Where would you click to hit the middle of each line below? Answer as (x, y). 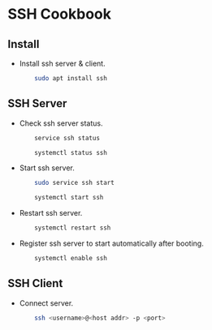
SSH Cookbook (59, 14)
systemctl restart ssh (73, 228)
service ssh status (67, 138)
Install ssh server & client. (63, 63)
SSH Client (35, 283)
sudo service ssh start (74, 183)
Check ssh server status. (61, 123)
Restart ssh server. (51, 213)
